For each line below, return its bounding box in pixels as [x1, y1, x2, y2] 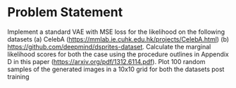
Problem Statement [7, 4, 123, 20]
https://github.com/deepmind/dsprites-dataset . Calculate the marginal [7, 42, 211, 51]
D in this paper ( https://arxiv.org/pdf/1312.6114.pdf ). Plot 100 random [7, 57, 206, 65]
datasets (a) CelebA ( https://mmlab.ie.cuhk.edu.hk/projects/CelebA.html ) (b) [7, 34, 230, 43]
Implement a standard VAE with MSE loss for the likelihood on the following [7, 27, 225, 36]
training [7, 72, 30, 81]
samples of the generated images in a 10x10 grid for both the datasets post [7, 65, 225, 73]
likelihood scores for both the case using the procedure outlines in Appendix [7, 50, 229, 58]
